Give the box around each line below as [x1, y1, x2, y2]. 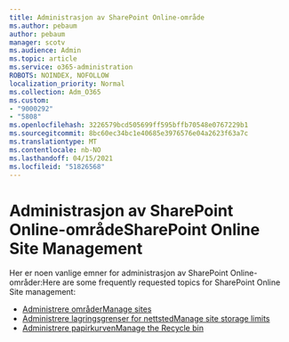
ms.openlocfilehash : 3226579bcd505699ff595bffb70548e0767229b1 [9, 121, 249, 130]
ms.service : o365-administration [9, 63, 133, 72]
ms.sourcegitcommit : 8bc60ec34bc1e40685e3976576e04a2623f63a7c [9, 129, 249, 138]
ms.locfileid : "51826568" [9, 162, 105, 171]
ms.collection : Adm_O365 [9, 87, 101, 96]
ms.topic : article [9, 54, 77, 63]
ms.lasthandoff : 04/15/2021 [9, 153, 114, 163]
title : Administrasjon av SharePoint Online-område [9, 12, 205, 22]
